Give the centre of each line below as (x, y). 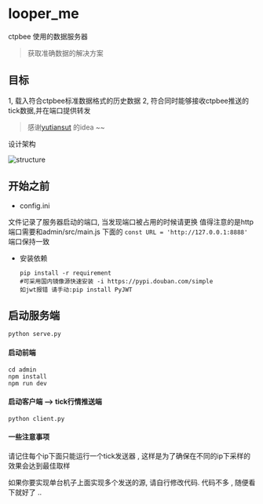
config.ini (35, 206)
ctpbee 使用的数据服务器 (48, 36)
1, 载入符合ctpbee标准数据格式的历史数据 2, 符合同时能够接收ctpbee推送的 (129, 100)
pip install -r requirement (65, 273)
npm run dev (27, 383)
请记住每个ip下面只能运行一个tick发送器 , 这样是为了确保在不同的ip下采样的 (130, 455)
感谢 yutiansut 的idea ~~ (66, 127)
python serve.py (35, 334)
